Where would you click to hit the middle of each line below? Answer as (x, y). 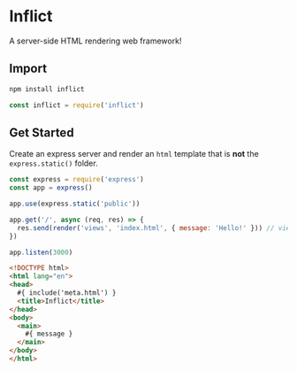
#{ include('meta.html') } (67, 293)
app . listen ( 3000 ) (41, 252)
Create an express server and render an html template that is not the (134, 154)
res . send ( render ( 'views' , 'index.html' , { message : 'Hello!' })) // (146, 228)
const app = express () (51, 188)
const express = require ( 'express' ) (76, 180)
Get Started (42, 132)
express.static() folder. (54, 163)
